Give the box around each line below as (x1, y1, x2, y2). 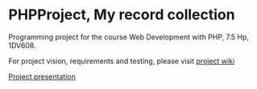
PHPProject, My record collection (8, 6, 235, 24)
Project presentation (8, 71, 77, 81)
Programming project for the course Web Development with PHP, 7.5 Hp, (8, 32, 250, 42)
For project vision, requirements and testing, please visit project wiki (8, 56, 235, 66)
